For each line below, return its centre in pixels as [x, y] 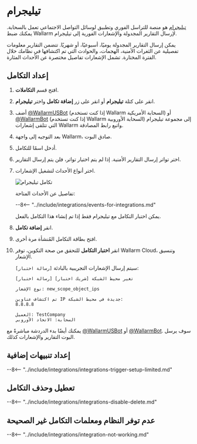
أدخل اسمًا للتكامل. [36, 147]
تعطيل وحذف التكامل [41, 388]
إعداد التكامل [28, 75]
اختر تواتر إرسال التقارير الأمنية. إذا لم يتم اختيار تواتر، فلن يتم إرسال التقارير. [98, 159]
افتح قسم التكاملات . [37, 90]
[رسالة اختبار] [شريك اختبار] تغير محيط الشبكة [74, 278]
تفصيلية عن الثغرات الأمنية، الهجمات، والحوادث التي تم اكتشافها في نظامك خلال [93, 51]
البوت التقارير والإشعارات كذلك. [41, 337]
